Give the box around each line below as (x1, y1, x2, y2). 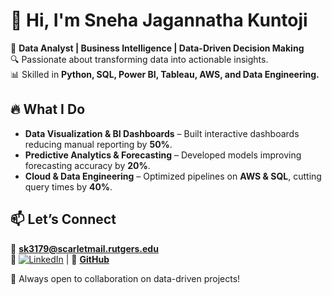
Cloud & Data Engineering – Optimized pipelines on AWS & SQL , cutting (24, 170, 322, 182)
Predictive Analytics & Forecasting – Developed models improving (24, 149, 302, 161)
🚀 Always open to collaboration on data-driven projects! (10, 272, 241, 284)
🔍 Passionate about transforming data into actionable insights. (10, 53, 269, 65)
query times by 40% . (24, 180, 113, 193)
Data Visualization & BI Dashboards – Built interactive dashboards (24, 127, 300, 139)
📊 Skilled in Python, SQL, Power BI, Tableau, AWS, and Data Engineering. (10, 68, 320, 80)
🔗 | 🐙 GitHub (10, 253, 110, 265)
